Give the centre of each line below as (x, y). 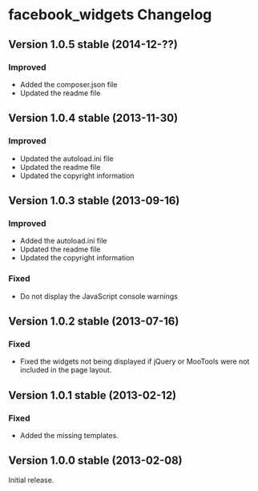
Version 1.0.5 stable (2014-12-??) (93, 44)
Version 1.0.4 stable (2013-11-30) (93, 118)
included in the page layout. (66, 370)
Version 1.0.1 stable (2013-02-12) (93, 395)
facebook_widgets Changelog (110, 15)
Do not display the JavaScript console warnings (99, 296)
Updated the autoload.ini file (67, 159)
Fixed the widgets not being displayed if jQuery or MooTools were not (135, 361)
